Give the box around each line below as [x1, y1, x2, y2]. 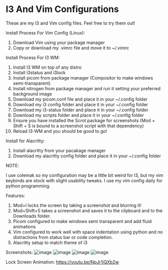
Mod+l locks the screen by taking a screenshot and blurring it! [13, 202, 142, 208]
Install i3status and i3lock [13, 69, 66, 76]
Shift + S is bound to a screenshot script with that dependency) [13, 123, 144, 129]
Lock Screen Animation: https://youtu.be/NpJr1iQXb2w [6, 259, 119, 265]
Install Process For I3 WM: [6, 54, 60, 61]
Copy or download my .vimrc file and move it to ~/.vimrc [13, 45, 129, 51]
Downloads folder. [13, 213, 51, 219]
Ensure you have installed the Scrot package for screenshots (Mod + [13, 117, 155, 123]
